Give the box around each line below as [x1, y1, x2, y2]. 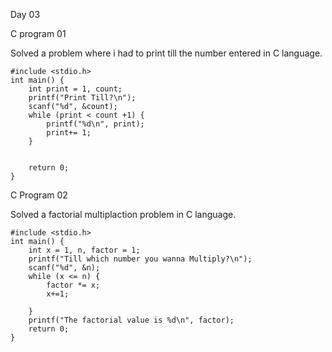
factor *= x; [46, 280, 101, 290]
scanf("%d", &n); [28, 263, 101, 273]
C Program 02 [10, 189, 68, 201]
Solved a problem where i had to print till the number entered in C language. [10, 47, 323, 59]
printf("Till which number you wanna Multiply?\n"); [28, 254, 253, 264]
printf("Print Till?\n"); [28, 93, 137, 103]
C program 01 [10, 28, 67, 39]
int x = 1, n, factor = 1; [28, 245, 141, 255]
